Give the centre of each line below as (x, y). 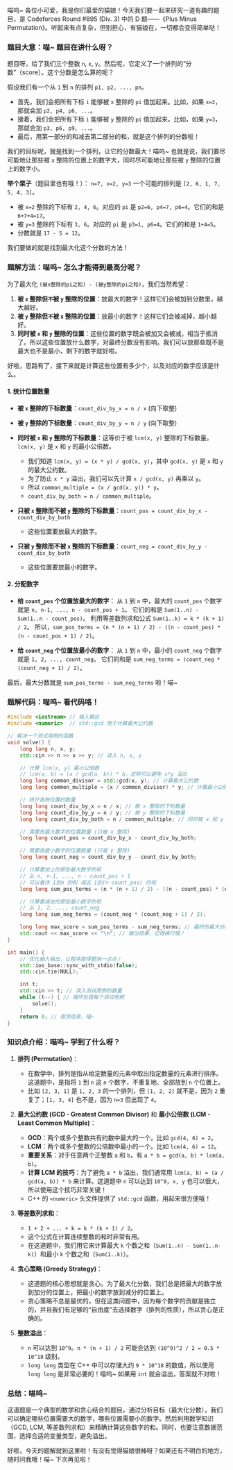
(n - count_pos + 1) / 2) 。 (58, 635)
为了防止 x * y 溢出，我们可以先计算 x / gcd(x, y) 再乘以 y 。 (116, 478)
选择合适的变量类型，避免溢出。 (65, 1436)
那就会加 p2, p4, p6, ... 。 (57, 110)
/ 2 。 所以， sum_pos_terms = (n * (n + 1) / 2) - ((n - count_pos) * (119, 627)
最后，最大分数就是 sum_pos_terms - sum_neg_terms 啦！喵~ (93, 682)
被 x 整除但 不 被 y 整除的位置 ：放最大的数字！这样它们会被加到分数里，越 (120, 299)
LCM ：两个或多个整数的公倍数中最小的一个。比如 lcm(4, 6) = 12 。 (124, 1146)
